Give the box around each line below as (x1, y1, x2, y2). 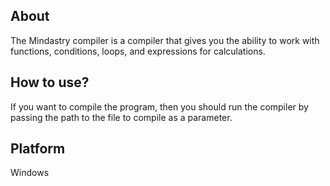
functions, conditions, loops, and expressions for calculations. (10, 45, 266, 57)
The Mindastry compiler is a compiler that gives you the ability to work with (10, 34, 320, 46)
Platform (10, 140, 66, 158)
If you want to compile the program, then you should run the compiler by (10, 100, 309, 113)
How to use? (10, 74, 90, 91)
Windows (10, 167, 50, 179)
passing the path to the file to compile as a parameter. (10, 111, 233, 123)
